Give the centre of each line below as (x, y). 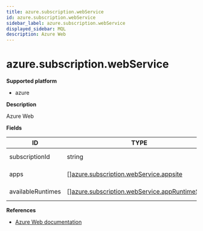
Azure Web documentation (48, 222)
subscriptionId (30, 157)
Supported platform (32, 81)
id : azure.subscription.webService (51, 18)
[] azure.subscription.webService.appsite (124, 174)
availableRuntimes (35, 192)
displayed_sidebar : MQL (36, 29)
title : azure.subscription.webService (55, 12)
